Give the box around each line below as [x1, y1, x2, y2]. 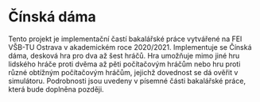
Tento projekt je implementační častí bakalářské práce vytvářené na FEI [8, 34, 243, 43]
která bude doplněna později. [8, 84, 105, 94]
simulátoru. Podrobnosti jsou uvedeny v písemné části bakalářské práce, [8, 76, 246, 85]
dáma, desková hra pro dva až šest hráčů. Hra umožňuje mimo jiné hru [8, 51, 240, 60]
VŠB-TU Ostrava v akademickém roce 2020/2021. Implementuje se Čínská [8, 42, 252, 51]
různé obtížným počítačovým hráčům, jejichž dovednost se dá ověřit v [8, 67, 239, 77]
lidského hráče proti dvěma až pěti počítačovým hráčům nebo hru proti [8, 59, 241, 69]
